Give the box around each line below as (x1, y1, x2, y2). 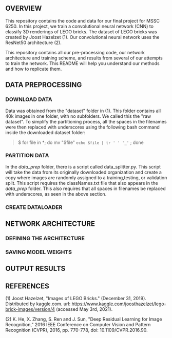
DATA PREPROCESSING (5, 80, 82, 89)
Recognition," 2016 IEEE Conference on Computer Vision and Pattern (5, 322, 151, 328)
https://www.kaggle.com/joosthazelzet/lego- (71, 301, 166, 307)
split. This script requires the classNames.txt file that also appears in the (5, 180, 158, 186)
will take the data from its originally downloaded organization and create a (5, 169, 162, 175)
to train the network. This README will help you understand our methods (5, 60, 160, 66)
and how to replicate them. (5, 66, 62, 72)
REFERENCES (5, 282, 50, 290)
